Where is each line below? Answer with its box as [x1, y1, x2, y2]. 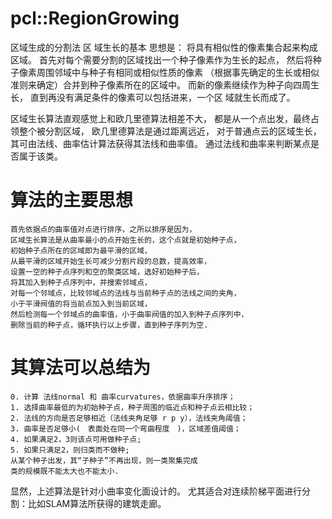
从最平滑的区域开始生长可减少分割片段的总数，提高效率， [10, 256, 212, 266]
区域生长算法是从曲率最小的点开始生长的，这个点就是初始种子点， [10, 235, 242, 245]
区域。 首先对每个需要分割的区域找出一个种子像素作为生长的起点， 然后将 [10, 53, 313, 66]
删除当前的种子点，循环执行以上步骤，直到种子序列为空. [10, 320, 209, 330]
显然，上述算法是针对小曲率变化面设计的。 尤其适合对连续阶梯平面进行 [10, 485, 302, 497]
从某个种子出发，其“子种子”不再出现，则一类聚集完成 [10, 455, 198, 466]
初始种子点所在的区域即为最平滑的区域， [10, 245, 152, 256]
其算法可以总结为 [10, 357, 152, 379]
